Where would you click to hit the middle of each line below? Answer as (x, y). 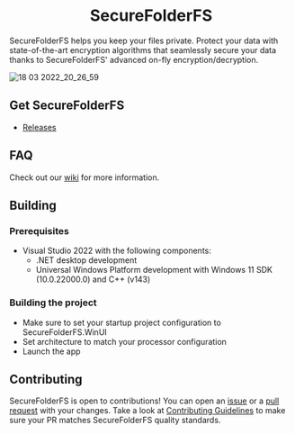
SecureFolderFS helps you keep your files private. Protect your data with (144, 41)
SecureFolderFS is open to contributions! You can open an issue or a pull (144, 401)
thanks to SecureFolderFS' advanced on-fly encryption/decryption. (134, 59)
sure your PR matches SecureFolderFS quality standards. (115, 420)
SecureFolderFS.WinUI (65, 332)
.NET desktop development (86, 260)
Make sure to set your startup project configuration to (122, 322)
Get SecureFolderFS (67, 106)
